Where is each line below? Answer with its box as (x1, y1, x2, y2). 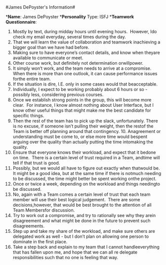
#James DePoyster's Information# (5, 4, 76, 10)
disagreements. (12, 223, 45, 229)
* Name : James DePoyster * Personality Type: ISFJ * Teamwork (5, 14, 134, 19)
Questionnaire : (5, 19, 37, 25)
